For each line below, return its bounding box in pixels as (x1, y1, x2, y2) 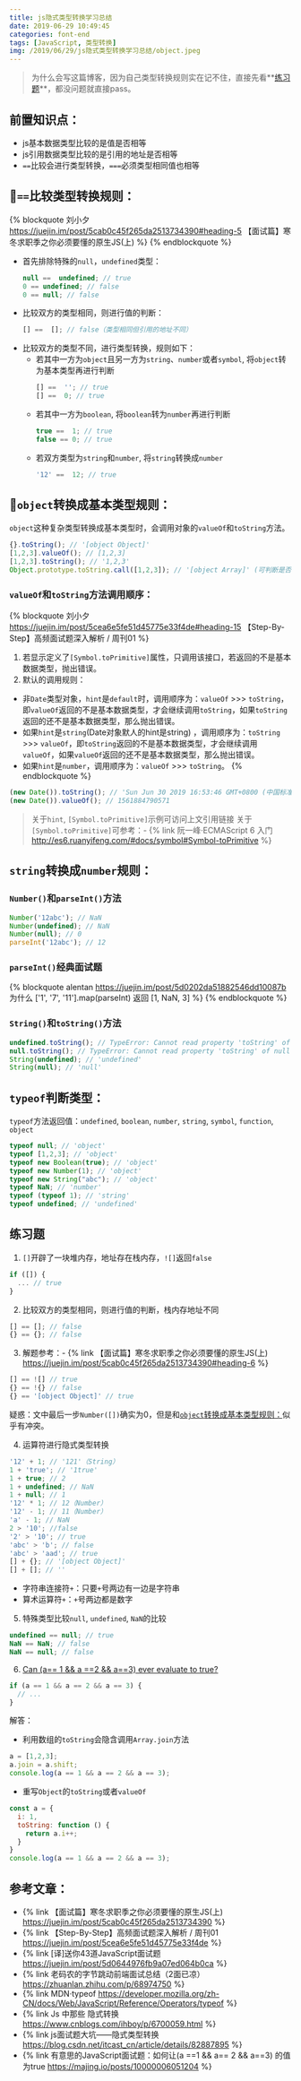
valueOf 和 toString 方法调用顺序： (9, 588, 154, 600)
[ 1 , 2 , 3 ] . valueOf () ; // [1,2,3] (9, 548, 126, 558)
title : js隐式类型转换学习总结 (9, 13, 113, 22)
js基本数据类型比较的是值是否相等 (21, 137, 147, 148)
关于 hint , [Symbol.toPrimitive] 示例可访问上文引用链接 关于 (30, 813, 253, 825)
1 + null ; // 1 (9, 1490, 66, 1499)
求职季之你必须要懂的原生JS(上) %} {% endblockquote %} (16, 237, 232, 247)
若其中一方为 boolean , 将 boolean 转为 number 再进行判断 (35, 409, 231, 419)
